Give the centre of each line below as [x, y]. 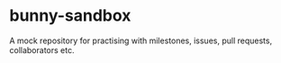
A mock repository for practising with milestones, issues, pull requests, [141, 40]
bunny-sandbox [70, 16]
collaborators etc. [42, 49]
